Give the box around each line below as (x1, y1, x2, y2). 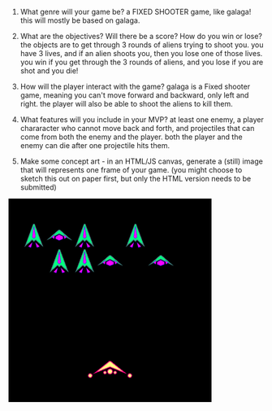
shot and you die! (19, 66, 79, 76)
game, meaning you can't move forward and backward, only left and (19, 90, 249, 100)
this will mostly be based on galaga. (19, 15, 140, 25)
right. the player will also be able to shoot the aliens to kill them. (19, 99, 233, 108)
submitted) (19, 182, 57, 192)
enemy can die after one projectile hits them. (19, 141, 171, 150)
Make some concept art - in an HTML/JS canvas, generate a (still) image (19, 156, 264, 166)
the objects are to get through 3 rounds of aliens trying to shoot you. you (19, 40, 264, 50)
